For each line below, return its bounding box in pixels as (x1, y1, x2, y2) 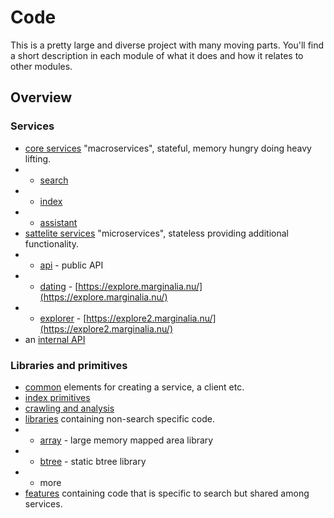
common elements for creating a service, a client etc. (24, 381, 245, 393)
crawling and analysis (24, 402, 115, 414)
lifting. (24, 152, 52, 165)
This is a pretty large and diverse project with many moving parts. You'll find (10, 39, 325, 51)
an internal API (24, 333, 86, 345)
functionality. (24, 237, 79, 250)
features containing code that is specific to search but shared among (24, 487, 310, 499)
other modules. (10, 60, 73, 72)
